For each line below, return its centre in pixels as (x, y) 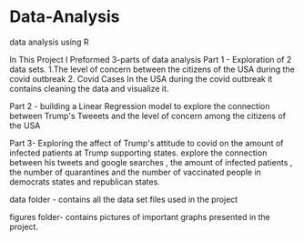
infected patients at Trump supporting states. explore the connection (138, 153)
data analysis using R (49, 42)
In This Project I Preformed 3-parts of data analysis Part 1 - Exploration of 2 (151, 59)
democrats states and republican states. (85, 181)
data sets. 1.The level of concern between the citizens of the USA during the (152, 69)
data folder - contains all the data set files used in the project (124, 199)
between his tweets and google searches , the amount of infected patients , (151, 162)
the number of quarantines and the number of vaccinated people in (136, 172)
